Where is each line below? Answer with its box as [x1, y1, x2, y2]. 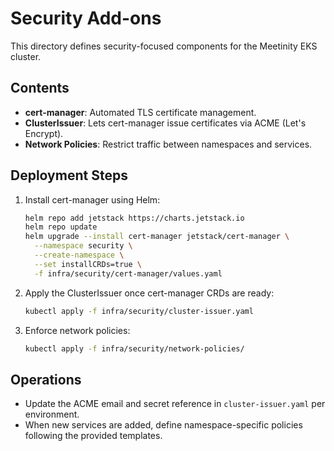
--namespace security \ [34, 241, 133, 251]
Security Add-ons [10, 7, 162, 30]
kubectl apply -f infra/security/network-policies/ [24, 343, 245, 354]
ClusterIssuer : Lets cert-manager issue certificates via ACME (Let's [24, 117, 307, 129]
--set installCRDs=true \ [34, 259, 142, 269]
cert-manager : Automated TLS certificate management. [24, 106, 257, 118]
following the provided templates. [24, 430, 163, 442]
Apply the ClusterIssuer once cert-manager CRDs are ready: [24, 287, 275, 299]
